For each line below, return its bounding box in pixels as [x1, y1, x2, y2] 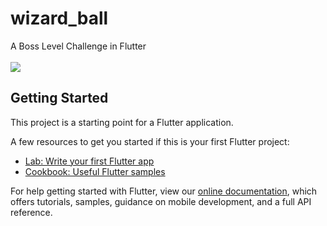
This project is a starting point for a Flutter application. [10, 116, 234, 128]
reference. [10, 206, 53, 218]
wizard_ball [10, 7, 109, 30]
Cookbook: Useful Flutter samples [24, 165, 166, 177]
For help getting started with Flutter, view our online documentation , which [10, 185, 318, 197]
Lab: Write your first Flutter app [24, 155, 155, 167]
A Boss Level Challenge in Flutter [10, 40, 147, 52]
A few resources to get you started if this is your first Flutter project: [10, 135, 290, 147]
